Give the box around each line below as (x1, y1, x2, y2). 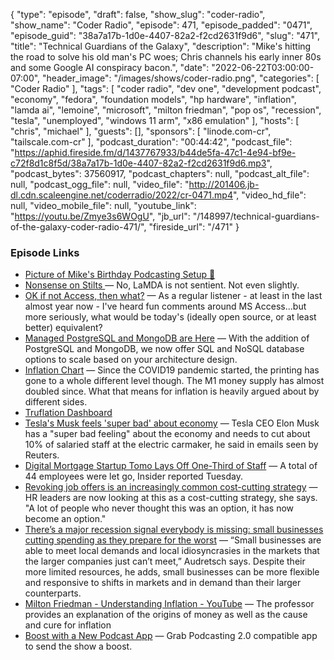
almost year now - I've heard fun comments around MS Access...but (24, 300, 307, 313)
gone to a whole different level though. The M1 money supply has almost (24, 375, 325, 387)
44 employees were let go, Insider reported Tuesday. (24, 470, 243, 483)
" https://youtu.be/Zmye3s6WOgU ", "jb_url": (10, 210, 191, 222)
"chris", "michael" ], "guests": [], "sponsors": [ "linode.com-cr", (10, 125, 272, 137)
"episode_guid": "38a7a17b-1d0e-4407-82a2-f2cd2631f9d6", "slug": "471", (10, 30, 321, 41)
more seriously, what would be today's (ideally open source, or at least (24, 311, 317, 323)
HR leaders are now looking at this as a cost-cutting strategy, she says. (24, 492, 318, 504)
